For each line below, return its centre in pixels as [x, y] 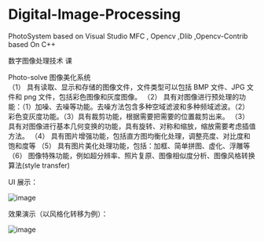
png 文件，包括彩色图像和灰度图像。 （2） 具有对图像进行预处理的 [131, 96]
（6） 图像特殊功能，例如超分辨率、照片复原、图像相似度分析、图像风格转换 [132, 155]
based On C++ [32, 44]
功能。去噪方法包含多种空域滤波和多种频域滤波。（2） [163, 107]
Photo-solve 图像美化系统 [49, 77]
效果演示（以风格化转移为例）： [58, 214]
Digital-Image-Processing [94, 14]
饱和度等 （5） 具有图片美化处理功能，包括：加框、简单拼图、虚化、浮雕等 [129, 146]
